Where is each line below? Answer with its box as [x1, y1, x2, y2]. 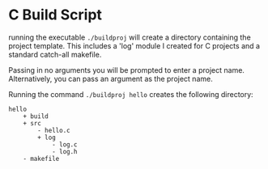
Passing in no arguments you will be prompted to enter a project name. [8, 65, 245, 74]
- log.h [51, 147, 79, 155]
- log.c [51, 140, 79, 149]
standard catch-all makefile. [8, 49, 102, 59]
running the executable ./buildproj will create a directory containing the [8, 32, 251, 42]
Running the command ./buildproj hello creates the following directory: [8, 89, 253, 99]
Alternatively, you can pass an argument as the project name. [8, 74, 213, 83]
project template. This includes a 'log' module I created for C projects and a [8, 40, 261, 50]
